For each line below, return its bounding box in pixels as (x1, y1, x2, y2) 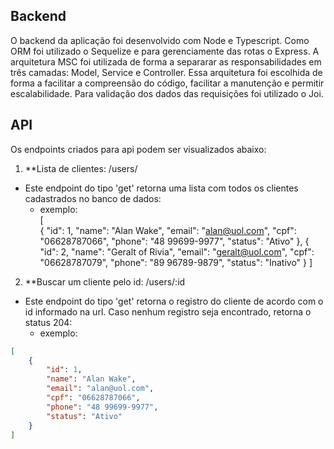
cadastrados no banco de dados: (24, 192, 162, 204)
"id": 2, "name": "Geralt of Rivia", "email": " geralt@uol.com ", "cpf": (39, 245, 315, 258)
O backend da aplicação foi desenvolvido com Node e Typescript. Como (10, 34, 310, 46)
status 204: (24, 316, 73, 328)
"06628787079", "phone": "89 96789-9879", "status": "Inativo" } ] (39, 256, 313, 268)
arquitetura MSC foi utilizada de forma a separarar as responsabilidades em (10, 55, 322, 68)
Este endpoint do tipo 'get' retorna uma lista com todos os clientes (24, 182, 299, 194)
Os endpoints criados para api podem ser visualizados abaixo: (10, 143, 267, 155)
